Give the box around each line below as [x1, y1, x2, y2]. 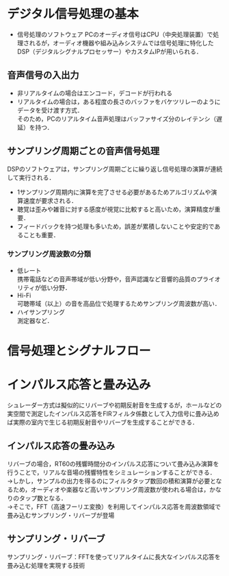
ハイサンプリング [16, 308, 66, 316]
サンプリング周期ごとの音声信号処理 [7, 145, 160, 157]
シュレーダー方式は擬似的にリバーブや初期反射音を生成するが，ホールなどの [7, 400, 222, 409]
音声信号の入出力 [7, 69, 79, 81]
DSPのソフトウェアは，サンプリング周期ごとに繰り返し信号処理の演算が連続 [7, 165, 223, 173]
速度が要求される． [23, 196, 77, 204]
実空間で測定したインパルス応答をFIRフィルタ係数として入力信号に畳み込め [7, 409, 220, 418]
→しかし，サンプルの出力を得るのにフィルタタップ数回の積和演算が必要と [7, 477, 217, 485]
